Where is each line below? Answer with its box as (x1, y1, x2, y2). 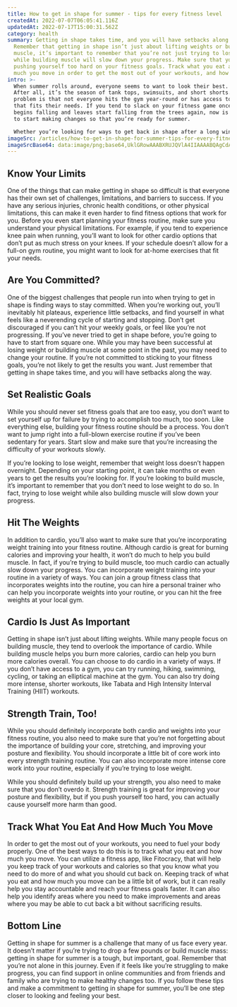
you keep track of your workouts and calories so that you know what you (7, 861, 219, 870)
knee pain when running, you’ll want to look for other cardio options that (7, 231, 217, 240)
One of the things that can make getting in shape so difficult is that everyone (7, 187, 230, 195)
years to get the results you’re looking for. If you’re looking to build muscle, (7, 473, 225, 482)
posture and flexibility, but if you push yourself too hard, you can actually (7, 793, 220, 801)
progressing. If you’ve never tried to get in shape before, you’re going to (7, 330, 217, 339)
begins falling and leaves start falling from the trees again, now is (13, 109, 229, 116)
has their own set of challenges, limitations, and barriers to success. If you (7, 194, 224, 202)
